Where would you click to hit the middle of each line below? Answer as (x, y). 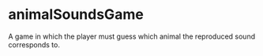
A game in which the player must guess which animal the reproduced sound (131, 36)
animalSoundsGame (76, 15)
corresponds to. (34, 44)
